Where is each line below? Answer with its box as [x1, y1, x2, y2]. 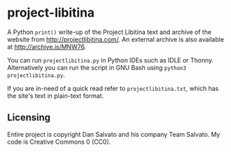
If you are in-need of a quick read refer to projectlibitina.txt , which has [7, 84, 219, 92]
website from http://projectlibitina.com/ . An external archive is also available [7, 35, 224, 43]
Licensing [7, 112, 51, 124]
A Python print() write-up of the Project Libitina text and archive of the [7, 28, 212, 36]
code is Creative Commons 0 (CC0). [7, 137, 111, 146]
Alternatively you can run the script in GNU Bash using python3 [7, 63, 187, 71]
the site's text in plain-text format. [7, 92, 104, 100]
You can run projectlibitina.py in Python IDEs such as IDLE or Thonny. [7, 56, 214, 64]
